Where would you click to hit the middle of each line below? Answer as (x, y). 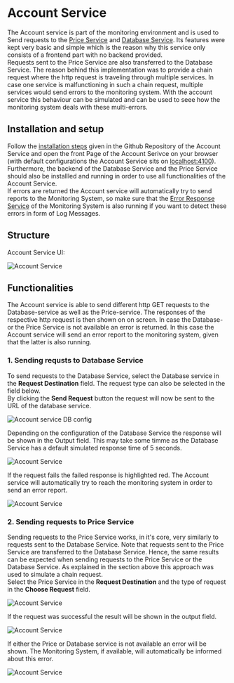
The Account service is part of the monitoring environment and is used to (113, 32)
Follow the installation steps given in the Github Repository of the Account (114, 146)
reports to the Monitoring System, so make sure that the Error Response (111, 198)
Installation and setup (56, 129)
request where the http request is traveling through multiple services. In (111, 77)
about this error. (30, 658)
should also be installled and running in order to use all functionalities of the (117, 176)
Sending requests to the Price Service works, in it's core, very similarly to (113, 537)
